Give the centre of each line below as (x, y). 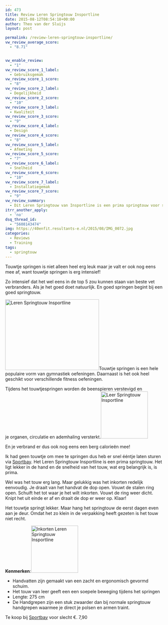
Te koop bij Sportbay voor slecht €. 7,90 (46, 617)
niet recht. (16, 518)
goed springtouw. (23, 292)
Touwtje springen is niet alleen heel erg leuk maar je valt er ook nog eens (80, 266)
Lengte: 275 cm (28, 597)
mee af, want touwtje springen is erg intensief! (53, 272)
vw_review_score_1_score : (32, 79)
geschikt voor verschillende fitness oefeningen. (54, 379)
